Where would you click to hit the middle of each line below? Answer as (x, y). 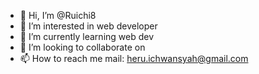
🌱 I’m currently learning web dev (87, 36)
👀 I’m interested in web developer (88, 26)
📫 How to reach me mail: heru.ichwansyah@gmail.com (134, 58)
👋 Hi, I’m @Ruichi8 (58, 15)
